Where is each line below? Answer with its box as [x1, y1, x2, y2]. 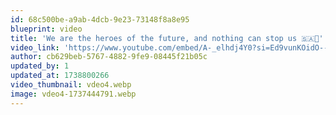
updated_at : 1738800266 [10, 71, 110, 81]
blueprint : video [10, 24, 83, 34]
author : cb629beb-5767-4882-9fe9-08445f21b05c [10, 52, 208, 62]
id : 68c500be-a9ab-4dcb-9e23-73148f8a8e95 [10, 14, 190, 25]
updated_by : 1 [10, 61, 70, 71]
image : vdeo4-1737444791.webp [10, 89, 137, 99]
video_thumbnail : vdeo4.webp [10, 80, 132, 90]
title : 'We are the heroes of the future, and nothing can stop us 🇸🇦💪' [10, 33, 324, 43]
